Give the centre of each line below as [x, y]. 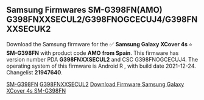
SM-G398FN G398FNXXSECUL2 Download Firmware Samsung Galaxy [95, 84]
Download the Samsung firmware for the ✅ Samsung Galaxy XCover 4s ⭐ [100, 44]
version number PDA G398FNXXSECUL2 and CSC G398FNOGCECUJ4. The [102, 59]
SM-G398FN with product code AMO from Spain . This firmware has [93, 53]
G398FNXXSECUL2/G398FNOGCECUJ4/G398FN [102, 20]
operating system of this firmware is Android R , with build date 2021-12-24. [101, 66]
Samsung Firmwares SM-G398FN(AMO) [84, 10]
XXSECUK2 [29, 29]
